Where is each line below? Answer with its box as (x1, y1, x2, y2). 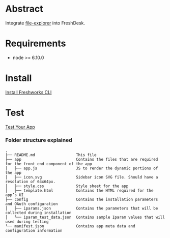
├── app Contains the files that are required (5, 157, 158, 162)
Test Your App (5, 124, 36, 130)
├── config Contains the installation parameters (5, 197, 158, 202)
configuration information (5, 228, 63, 233)
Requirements (5, 38, 66, 49)
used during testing (5, 219, 49, 224)
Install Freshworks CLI (5, 89, 52, 95)
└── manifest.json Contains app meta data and (5, 224, 136, 229)
